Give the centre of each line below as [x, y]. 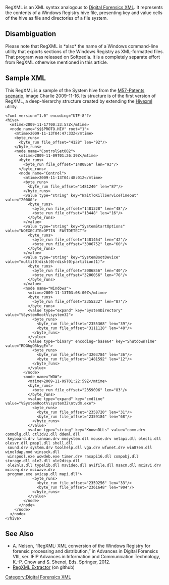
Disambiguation [31, 34]
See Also [19, 534]
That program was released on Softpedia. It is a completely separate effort [83, 57]
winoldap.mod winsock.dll [32, 452]
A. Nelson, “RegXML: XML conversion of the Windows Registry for [81, 546]
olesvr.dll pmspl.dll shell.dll [39, 443]
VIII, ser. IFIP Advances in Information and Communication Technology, [86, 557]
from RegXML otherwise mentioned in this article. [57, 62]
